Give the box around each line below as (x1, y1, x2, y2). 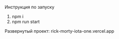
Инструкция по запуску (4, 4, 55, 10)
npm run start (11, 19, 40, 24)
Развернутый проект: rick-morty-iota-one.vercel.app (4, 28, 115, 34)
